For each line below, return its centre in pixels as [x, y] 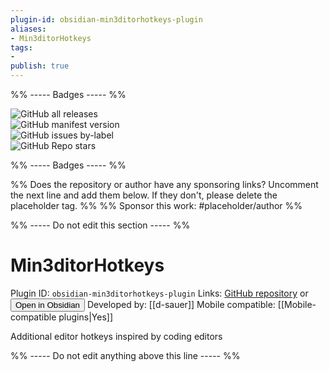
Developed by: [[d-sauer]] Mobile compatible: [181, 304]
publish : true [40, 66]
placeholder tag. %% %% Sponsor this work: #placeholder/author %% [156, 205]
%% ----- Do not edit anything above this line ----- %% [125, 355]
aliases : [28, 29]
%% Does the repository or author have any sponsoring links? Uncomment [164, 184]
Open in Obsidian [47, 304]
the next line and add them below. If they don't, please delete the [144, 195]
